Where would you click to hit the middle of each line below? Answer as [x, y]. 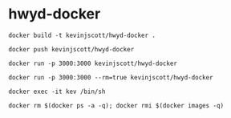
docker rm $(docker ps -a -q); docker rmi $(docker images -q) [116, 105]
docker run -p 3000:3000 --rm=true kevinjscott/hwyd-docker [111, 77]
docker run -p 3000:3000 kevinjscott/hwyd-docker [93, 63]
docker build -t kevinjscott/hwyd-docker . [82, 35]
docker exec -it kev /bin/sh [57, 92]
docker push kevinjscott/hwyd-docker [71, 49]
